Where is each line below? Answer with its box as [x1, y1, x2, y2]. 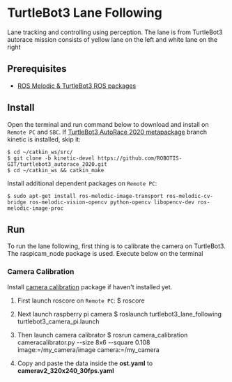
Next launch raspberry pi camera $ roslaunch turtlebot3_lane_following [17, 310, 222, 318]
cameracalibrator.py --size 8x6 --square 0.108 [17, 338, 151, 346]
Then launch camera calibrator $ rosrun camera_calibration [17, 330, 188, 339]
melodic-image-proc [7, 204, 64, 212]
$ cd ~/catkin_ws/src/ [7, 148, 73, 155]
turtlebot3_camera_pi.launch [17, 317, 100, 326]
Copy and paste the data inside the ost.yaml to [17, 359, 153, 367]
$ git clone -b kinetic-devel [7, 155, 95, 162]
